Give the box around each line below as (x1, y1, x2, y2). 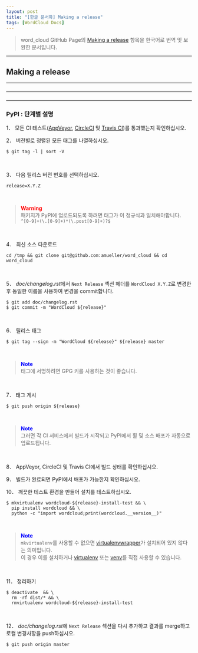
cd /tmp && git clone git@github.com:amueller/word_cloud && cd (6, 253, 167, 259)
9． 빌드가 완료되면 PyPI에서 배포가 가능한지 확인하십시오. (6, 476, 140, 483)
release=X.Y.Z (6, 183, 41, 189)
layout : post (6, 8, 38, 15)
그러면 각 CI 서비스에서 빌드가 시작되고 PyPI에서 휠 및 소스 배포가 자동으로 (20, 432, 191, 439)
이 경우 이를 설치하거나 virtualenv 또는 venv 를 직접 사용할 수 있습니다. (20, 554, 182, 561)
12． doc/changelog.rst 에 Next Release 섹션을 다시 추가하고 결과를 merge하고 (6, 622, 190, 629)
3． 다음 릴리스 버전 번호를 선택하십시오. (6, 172, 100, 179)
